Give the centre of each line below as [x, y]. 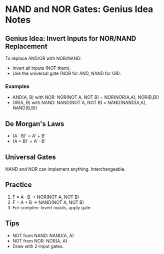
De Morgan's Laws [35, 124]
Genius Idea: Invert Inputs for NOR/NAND [71, 38]
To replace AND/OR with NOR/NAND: [43, 58]
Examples [17, 86]
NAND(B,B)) [25, 108]
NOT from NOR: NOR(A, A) [40, 241]
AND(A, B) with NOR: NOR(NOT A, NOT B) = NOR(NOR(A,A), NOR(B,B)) [86, 97]
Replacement [26, 46]
